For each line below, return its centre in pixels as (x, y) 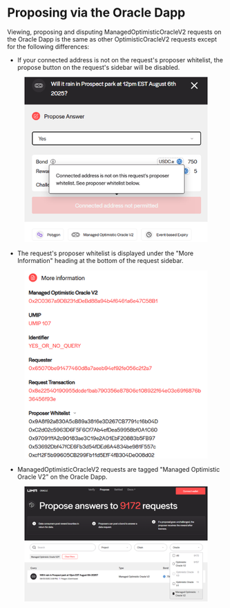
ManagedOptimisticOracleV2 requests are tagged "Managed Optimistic (118, 469)
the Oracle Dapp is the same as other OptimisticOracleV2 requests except (112, 39)
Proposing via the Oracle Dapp (96, 13)
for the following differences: (48, 46)
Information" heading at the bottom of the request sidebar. (100, 261)
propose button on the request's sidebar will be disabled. (98, 67)
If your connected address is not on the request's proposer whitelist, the (120, 59)
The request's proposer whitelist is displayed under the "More (105, 253)
